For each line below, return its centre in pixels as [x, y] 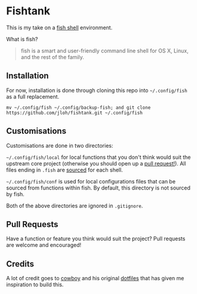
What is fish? [22, 39]
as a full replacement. [33, 96]
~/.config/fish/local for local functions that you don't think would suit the [98, 157]
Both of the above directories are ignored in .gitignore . [75, 206]
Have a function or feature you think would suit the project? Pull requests [96, 239]
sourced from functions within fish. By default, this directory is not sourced [98, 188]
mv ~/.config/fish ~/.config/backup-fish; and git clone [79, 108]
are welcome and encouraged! [44, 245]
